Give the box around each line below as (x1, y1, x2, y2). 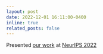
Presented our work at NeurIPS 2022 (6, 42, 97, 49)
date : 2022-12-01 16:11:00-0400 (6, 14, 86, 20)
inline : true (6, 20, 39, 26)
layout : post (6, 8, 39, 15)
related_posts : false (6, 25, 60, 31)
